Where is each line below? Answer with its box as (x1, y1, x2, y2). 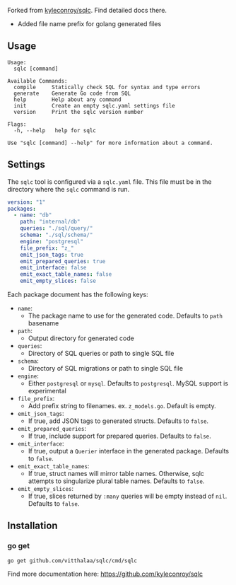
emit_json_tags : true (20, 251, 83, 258)
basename (28, 319, 59, 328)
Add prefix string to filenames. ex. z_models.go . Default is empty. (28, 402, 217, 410)
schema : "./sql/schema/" (20, 231, 93, 238)
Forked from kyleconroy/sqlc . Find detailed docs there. (7, 6, 167, 14)
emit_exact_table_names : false (20, 271, 112, 278)
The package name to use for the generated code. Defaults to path (28, 311, 223, 320)
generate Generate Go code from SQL (13, 90, 131, 97)
